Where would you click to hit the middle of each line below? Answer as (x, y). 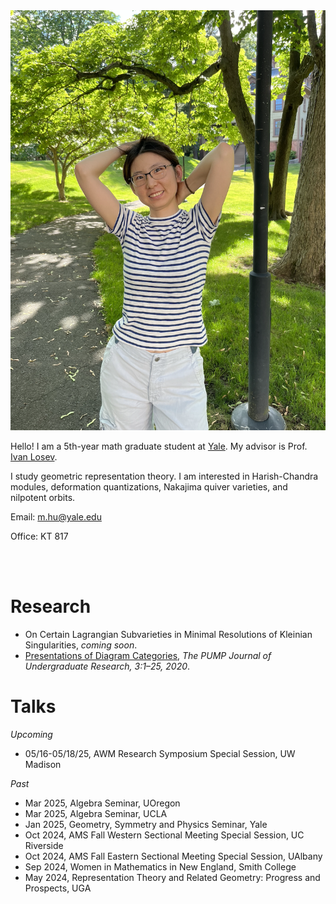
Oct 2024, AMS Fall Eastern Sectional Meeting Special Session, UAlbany (173, 856)
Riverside (44, 845)
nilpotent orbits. (43, 497)
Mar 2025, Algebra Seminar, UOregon (102, 803)
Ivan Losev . (34, 457)
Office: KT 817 (39, 536)
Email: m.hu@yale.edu (56, 517)
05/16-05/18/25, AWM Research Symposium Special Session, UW (160, 753)
